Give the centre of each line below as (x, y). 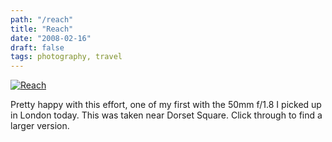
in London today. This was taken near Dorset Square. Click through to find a (166, 115)
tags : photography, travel (66, 57)
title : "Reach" (42, 29)
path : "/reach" (42, 19)
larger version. (40, 126)
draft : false (37, 47)
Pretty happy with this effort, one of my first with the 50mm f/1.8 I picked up (166, 105)
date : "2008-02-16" (51, 38)
